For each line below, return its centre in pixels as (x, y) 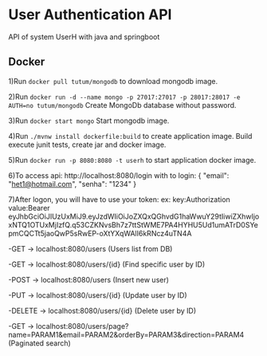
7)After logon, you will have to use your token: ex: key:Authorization (120, 199)
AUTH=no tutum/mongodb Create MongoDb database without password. (122, 105)
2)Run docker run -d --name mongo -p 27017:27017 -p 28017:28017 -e (124, 97)
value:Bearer (29, 208)
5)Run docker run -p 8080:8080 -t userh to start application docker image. (132, 160)
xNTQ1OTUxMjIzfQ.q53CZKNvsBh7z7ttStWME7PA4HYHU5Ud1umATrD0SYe (133, 224)
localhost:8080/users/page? (82, 326)
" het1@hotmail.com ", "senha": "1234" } (73, 184)
